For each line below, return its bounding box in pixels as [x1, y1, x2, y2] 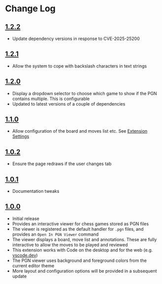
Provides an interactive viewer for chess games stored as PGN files [12, 220, 149, 227]
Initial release [12, 215, 39, 221]
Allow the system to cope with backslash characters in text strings [12, 63, 147, 69]
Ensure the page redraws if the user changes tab [12, 161, 112, 167]
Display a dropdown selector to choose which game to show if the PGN [12, 90, 157, 96]
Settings [12, 134, 30, 140]
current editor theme [12, 262, 55, 269]
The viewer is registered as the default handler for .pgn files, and [12, 226, 144, 232]
